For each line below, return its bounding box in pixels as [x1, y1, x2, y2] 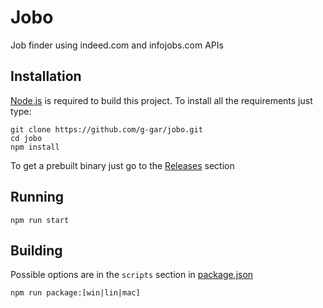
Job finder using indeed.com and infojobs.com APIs [10, 39, 224, 51]
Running [10, 189, 65, 206]
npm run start [10, 215, 70, 225]
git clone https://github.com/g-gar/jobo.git [10, 124, 203, 135]
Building [10, 242, 63, 259]
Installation [10, 68, 82, 85]
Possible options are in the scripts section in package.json [10, 269, 254, 281]
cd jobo [10, 133, 43, 143]
